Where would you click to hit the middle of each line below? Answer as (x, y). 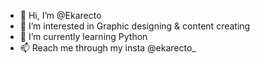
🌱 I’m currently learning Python (83, 36)
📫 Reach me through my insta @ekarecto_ (108, 48)
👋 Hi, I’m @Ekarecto (60, 15)
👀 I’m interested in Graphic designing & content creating (135, 26)
